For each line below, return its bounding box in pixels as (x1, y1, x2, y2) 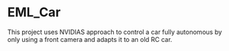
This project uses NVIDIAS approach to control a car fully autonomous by (7, 28, 223, 36)
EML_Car (7, 4, 61, 21)
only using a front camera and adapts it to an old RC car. (7, 35, 173, 43)
